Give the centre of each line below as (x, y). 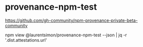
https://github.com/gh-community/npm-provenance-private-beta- (71, 20)
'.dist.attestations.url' (26, 40)
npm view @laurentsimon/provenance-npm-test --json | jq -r (66, 35)
